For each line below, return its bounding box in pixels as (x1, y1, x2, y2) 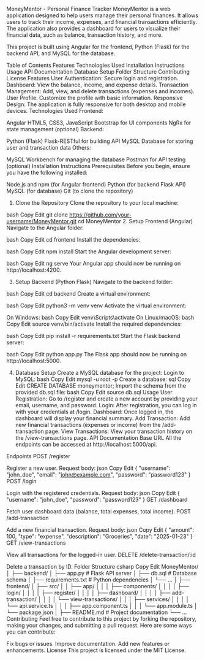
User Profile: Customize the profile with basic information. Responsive (6, 94, 183, 101)
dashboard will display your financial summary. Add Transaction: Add (15, 415, 190, 422)
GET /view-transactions (6, 539, 66, 547)
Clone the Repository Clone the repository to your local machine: (15, 199, 179, 206)
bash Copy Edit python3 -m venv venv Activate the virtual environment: (6, 302, 187, 309)
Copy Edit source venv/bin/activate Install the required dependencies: (6, 320, 182, 328)
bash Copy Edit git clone (6, 211, 69, 218)
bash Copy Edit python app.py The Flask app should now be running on (6, 351, 187, 358)
